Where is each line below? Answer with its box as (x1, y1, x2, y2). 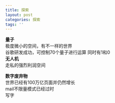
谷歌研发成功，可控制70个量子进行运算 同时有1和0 (5, 49, 110, 55)
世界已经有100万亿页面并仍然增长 (5, 79, 75, 86)
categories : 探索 (5, 17, 41, 22)
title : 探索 (5, 7, 29, 13)
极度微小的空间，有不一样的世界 (5, 43, 72, 49)
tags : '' (5, 22, 24, 27)
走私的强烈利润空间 (5, 62, 46, 68)
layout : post (5, 12, 33, 17)
